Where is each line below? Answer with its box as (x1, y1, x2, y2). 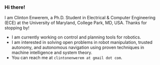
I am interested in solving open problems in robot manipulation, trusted (11, 39, 153, 45)
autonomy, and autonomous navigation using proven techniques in (11, 45, 145, 51)
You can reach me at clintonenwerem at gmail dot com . (11, 55, 123, 61)
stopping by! (4, 25, 29, 31)
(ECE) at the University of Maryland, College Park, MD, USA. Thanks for (4, 20, 147, 26)
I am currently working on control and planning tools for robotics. (11, 34, 141, 40)
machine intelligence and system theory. (11, 50, 92, 55)
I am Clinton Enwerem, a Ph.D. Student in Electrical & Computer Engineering (4, 15, 156, 21)
